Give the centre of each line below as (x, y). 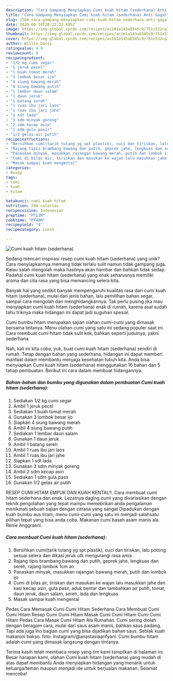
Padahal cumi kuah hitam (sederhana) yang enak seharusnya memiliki (80, 275)
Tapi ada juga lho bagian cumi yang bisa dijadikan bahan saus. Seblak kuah (85, 631)
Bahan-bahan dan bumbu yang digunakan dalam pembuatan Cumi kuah (85, 382)
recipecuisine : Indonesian (35, 210)
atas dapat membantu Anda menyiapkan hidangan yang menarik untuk (81, 662)
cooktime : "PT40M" (25, 220)
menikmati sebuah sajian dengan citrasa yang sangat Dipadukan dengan (83, 509)
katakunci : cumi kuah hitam (36, 201)
